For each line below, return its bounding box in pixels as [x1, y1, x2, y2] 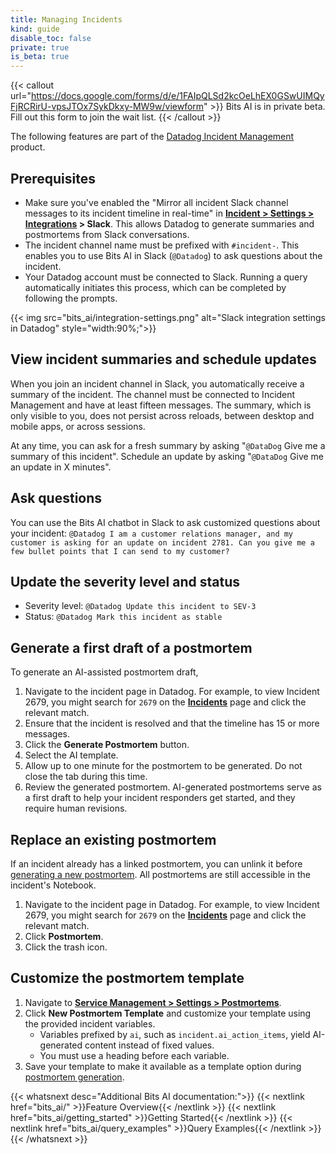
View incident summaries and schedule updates [10, 351, 317, 368]
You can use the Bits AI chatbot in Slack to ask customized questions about [10, 516, 321, 528]
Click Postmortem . [24, 931, 104, 942]
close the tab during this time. [24, 771, 148, 783]
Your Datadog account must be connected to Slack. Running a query [24, 271, 308, 283]
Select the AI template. [24, 749, 119, 761]
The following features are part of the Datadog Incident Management [10, 131, 295, 143]
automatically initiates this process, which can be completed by [24, 281, 287, 293]
